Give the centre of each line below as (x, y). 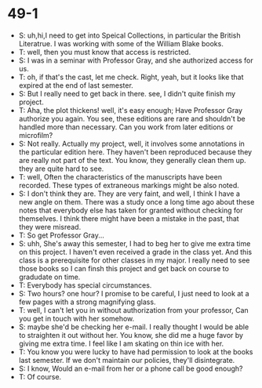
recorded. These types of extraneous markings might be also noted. (129, 185)
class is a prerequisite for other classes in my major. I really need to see (134, 260)
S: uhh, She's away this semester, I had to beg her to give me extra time (135, 243)
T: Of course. (40, 376)
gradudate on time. (49, 277)
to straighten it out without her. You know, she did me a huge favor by (131, 335)
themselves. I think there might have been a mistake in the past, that (129, 218)
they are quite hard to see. (61, 169)
